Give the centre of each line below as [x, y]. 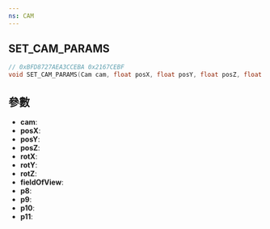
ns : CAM [21, 16]
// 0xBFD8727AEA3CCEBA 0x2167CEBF [67, 67]
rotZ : [29, 174]
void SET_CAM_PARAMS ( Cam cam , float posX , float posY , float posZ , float [135, 75]
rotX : [29, 156]
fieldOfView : [42, 182]
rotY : [29, 165]
